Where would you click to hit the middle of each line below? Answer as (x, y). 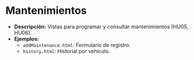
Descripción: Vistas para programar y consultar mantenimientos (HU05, (101, 27)
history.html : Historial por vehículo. (67, 51)
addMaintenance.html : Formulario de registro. (77, 45)
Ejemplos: (26, 39)
